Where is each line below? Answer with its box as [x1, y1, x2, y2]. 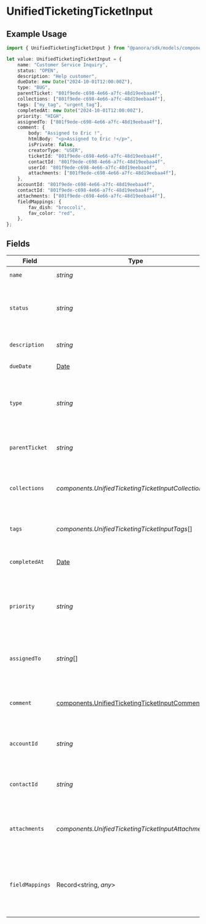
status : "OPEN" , [17, 67, 59, 74]
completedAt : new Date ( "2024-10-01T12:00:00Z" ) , [17, 107, 144, 114]
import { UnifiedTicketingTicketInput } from [6, 45, 124, 51]
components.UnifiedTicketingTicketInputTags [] [56, 525, 193, 533]
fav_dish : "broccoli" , [28, 204, 86, 210]
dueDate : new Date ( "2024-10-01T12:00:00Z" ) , [17, 79, 133, 85]
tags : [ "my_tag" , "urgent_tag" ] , [17, 101, 103, 108]
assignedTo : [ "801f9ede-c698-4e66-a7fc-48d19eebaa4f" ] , [17, 118, 164, 125]
